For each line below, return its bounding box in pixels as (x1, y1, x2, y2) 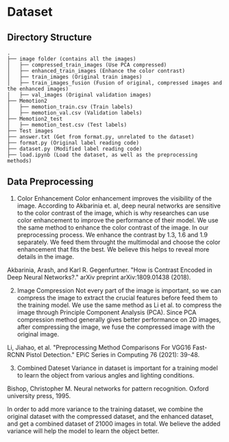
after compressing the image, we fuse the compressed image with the (16, 323, 215, 331)
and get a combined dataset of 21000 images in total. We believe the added (7, 419, 221, 428)
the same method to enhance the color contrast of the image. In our (16, 223, 209, 232)
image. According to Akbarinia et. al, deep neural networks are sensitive (16, 201, 221, 210)
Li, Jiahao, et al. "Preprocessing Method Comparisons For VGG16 (7, 343, 191, 352)
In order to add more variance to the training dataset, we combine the (7, 405, 204, 413)
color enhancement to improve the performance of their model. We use (16, 216, 219, 224)
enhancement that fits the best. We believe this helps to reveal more (16, 245, 210, 254)
